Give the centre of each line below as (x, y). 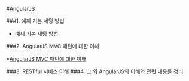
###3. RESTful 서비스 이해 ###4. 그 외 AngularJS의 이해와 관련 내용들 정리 (95, 71)
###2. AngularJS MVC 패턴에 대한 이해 (53, 46)
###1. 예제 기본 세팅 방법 (35, 21)
